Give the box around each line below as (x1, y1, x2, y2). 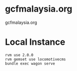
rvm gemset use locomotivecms (5, 57, 66, 62)
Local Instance (5, 36, 65, 48)
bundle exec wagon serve (5, 61, 55, 66)
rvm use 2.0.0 (5, 53, 34, 57)
